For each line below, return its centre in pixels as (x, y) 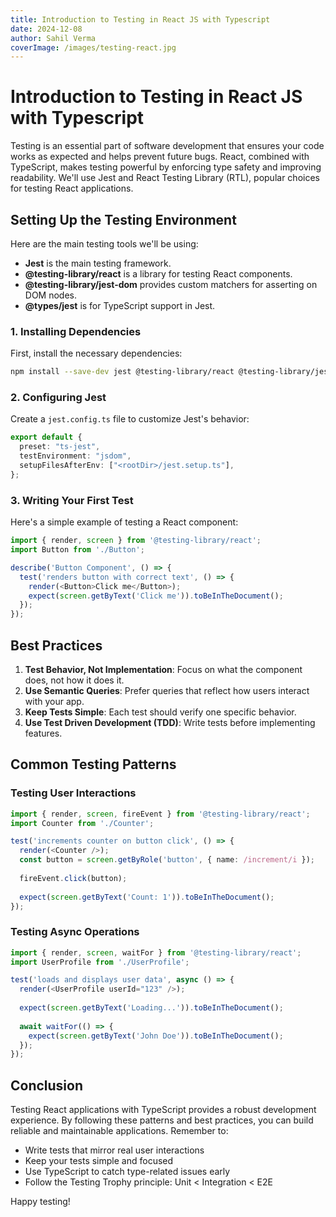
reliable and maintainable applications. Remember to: (119, 1131)
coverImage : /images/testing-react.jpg (93, 47)
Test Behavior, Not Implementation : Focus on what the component (163, 669)
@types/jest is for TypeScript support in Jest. (120, 305)
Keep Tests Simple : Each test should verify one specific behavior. (160, 712)
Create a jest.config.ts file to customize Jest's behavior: (130, 419)
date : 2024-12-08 (46, 29)
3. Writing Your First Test (72, 500)
